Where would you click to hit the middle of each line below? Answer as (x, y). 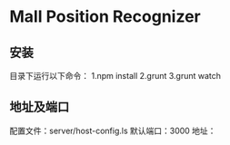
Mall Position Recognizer (105, 17)
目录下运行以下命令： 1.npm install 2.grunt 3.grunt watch (115, 76)
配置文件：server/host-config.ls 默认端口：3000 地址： (113, 130)
